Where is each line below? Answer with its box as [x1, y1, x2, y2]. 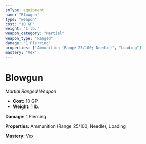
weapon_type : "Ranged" [5, 36, 53, 41]
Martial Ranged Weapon [5, 88, 57, 94]
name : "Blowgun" [5, 12, 40, 17]
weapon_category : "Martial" [5, 31, 65, 36]
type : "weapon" [5, 17, 38, 22]
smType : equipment [5, 7, 44, 13]
